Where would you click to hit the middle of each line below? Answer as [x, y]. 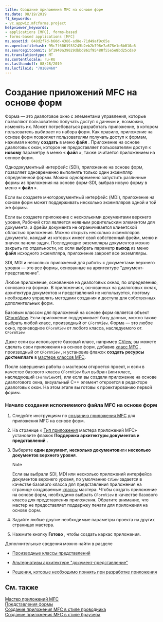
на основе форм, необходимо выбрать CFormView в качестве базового [85, 495]
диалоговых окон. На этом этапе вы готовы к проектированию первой [79, 387]
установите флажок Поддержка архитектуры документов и [76, 436]
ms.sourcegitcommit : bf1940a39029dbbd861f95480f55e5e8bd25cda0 [71, 50]
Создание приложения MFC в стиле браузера [53, 615]
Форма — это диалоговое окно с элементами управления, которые [76, 116]
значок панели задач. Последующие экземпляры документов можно [77, 243]
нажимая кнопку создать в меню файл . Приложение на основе [72, 142]
